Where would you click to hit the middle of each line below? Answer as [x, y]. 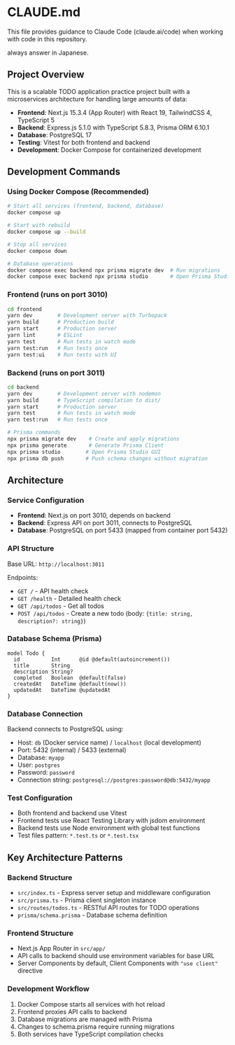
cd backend [23, 387]
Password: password [46, 773]
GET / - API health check [53, 591]
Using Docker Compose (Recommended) [78, 192]
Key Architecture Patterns [65, 858]
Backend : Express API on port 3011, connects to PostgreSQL [105, 523]
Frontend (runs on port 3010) [58, 295]
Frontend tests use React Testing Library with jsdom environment [111, 821]
